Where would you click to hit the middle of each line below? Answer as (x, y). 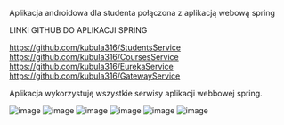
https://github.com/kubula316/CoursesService (94, 57)
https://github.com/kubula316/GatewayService (95, 76)
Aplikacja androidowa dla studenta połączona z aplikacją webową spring (142, 13)
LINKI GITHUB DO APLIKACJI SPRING (78, 30)
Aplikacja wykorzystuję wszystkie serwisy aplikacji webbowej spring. (136, 93)
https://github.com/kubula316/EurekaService (91, 67)
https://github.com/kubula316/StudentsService (95, 47)
